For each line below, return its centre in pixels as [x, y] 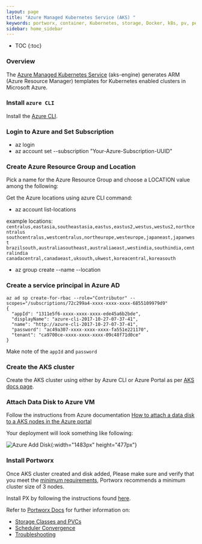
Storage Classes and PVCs [48, 521]
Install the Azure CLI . [32, 116]
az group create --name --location [58, 270]
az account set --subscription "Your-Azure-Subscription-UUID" [93, 151]
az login [25, 145]
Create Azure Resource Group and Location [71, 167]
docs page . [20, 387]
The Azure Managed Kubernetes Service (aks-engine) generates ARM [93, 74]
